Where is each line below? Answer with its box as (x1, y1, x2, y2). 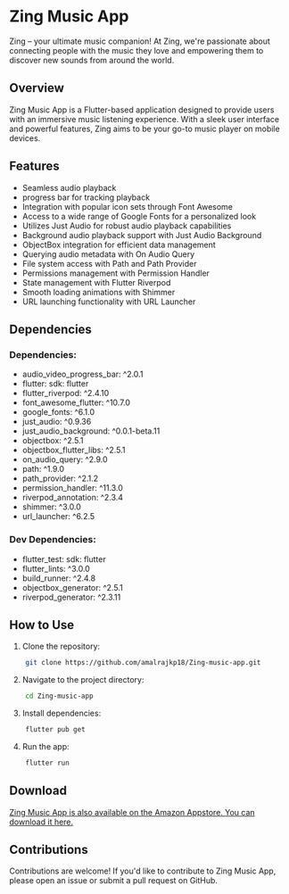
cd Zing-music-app (25, 691, 94, 701)
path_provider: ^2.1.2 (21, 473, 99, 484)
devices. (9, 132, 41, 144)
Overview (9, 80, 65, 95)
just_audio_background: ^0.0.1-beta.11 (21, 426, 161, 436)
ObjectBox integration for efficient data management (21, 239, 216, 250)
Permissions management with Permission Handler (21, 268, 210, 278)
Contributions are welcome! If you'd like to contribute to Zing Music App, (9, 865, 277, 876)
